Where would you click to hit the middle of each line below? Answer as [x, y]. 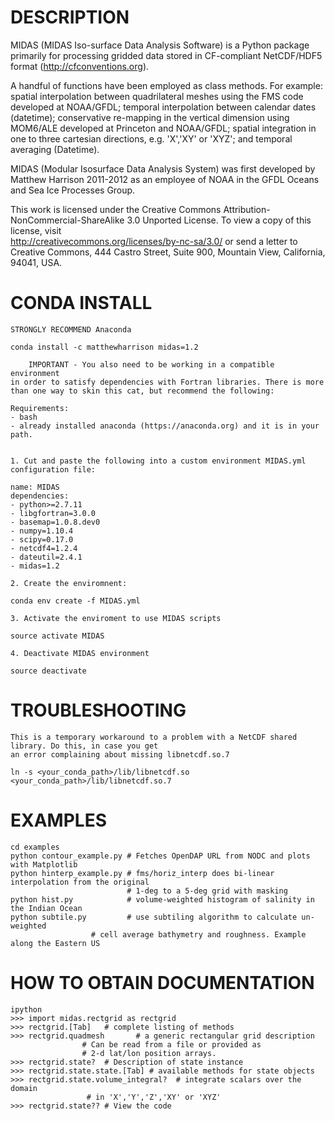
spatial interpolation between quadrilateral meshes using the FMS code [157, 96]
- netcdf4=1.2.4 [44, 548]
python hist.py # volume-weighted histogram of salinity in [162, 899]
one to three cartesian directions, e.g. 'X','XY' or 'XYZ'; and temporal [151, 138]
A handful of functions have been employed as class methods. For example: [166, 85]
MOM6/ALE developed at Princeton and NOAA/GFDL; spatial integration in [163, 128]
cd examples [35, 847]
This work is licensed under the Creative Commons [116, 209]
